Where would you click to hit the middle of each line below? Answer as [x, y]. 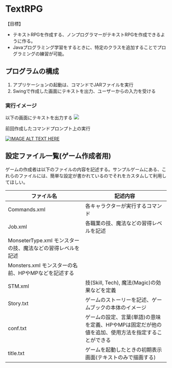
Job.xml [17, 226]
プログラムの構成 [32, 71]
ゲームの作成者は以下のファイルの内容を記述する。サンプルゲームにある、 [84, 169]
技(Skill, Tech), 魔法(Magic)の [121, 283]
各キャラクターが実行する [116, 206]
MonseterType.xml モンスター [44, 240]
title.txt [16, 353]
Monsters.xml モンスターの [40, 265]
